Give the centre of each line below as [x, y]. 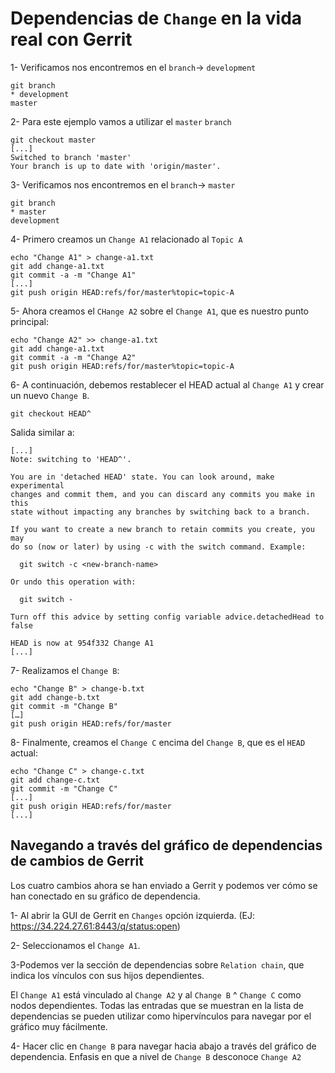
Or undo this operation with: [73, 582]
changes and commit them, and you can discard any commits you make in [162, 494]
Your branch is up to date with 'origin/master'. [116, 166]
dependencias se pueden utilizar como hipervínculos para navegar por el [161, 1016]
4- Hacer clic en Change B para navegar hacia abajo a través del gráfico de [163, 1046]
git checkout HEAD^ [51, 413]
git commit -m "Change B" [64, 706]
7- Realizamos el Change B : [65, 670]
